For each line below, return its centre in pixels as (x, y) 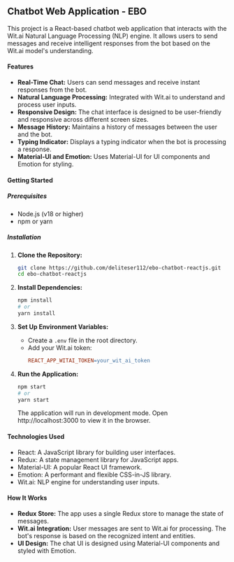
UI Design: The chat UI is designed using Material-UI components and (118, 543)
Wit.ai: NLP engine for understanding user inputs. (88, 482)
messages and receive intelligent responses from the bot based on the (109, 43)
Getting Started (30, 180)
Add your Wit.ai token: (60, 347)
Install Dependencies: (50, 288)
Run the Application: (48, 374)
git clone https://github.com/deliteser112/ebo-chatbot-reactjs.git (119, 268)
